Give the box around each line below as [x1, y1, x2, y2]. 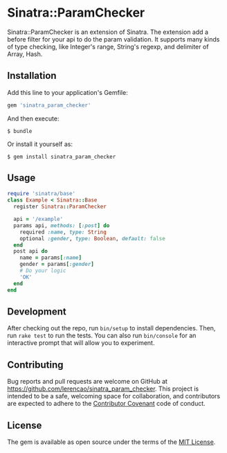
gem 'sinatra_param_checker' [7, 102, 91, 109]
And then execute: [7, 114, 60, 123]
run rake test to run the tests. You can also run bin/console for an [7, 331, 197, 340]
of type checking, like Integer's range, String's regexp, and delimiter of [7, 42, 209, 51]
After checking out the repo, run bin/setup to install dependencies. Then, [7, 324, 216, 332]
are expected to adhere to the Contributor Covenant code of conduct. [7, 400, 206, 408]
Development [7, 305, 67, 317]
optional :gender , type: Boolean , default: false [19, 235, 166, 242]
